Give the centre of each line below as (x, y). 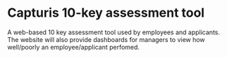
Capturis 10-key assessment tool (106, 13)
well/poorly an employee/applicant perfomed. (73, 47)
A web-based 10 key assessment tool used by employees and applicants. (114, 32)
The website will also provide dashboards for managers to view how (106, 39)
